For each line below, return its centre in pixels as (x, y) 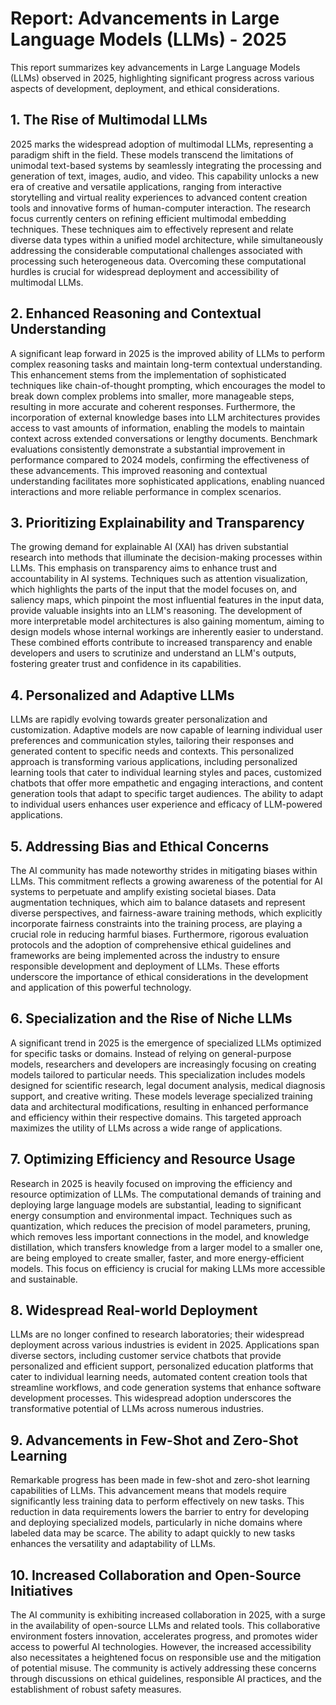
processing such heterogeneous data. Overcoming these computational (158, 261)
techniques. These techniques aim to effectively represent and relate (152, 229)
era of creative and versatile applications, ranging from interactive (146, 186)
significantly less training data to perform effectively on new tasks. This (157, 1501)
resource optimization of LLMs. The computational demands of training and (166, 1194)
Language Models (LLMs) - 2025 (148, 39)
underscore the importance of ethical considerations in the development (159, 976)
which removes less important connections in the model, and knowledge (160, 1236)
